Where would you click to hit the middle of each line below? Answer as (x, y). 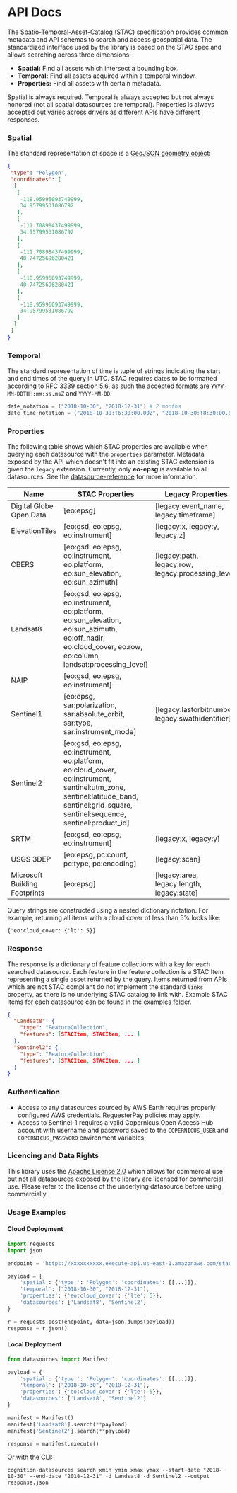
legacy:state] (177, 893)
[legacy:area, (177, 875)
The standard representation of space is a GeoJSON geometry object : (109, 154)
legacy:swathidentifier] (193, 719)
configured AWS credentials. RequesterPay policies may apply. (109, 1115)
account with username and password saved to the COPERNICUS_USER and (123, 1130)
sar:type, (78, 723)
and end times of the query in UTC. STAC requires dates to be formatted (112, 379)
